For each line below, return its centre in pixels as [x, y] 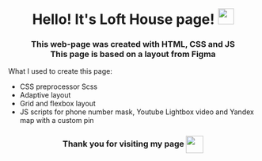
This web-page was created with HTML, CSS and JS [133, 44]
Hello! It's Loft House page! [123, 19]
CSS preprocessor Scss [59, 86]
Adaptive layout [45, 95]
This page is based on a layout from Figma [133, 54]
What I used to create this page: [60, 71]
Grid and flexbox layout [58, 104]
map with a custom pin [57, 121]
